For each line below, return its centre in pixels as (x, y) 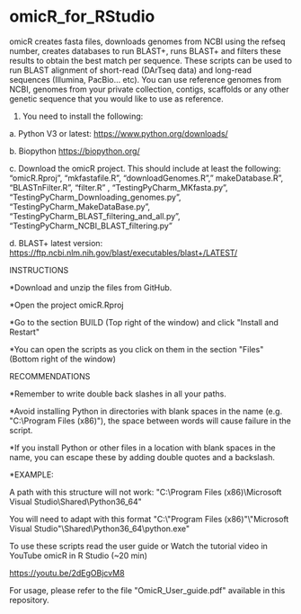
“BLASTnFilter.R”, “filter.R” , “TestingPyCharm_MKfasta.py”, (119, 187)
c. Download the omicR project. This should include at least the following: (145, 168)
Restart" (25, 332)
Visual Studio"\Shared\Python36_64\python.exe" (100, 529)
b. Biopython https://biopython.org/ (75, 151)
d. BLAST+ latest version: (56, 243)
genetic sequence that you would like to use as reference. (117, 98)
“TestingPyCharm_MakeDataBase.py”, (80, 206)
